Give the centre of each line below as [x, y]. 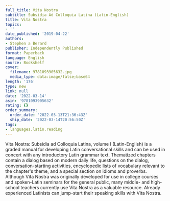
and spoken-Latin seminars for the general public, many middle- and [77, 182]
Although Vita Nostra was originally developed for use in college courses [82, 176]
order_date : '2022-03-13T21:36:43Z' [49, 115]
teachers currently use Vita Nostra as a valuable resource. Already [90, 187]
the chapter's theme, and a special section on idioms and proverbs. [76, 171]
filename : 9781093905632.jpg [41, 72]
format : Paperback [25, 53]
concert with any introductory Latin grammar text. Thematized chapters [80, 155]
